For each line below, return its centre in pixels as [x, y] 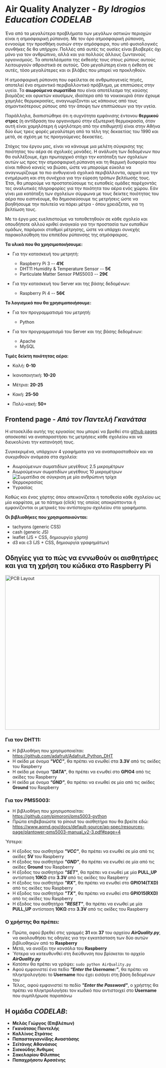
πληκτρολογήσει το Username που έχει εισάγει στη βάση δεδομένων [84, 975]
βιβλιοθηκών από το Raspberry [45, 943]
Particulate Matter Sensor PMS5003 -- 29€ [64, 274]
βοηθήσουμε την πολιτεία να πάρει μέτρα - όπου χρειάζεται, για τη [75, 204]
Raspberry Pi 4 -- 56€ [42, 293]
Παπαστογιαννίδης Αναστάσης [46, 1039]
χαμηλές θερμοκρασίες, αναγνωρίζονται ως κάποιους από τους [71, 100]
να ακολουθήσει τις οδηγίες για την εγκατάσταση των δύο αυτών [80, 938]
